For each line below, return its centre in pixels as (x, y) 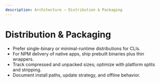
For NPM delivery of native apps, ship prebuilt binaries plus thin (78, 53)
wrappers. (23, 59)
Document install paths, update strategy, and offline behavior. (76, 75)
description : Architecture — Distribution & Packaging (64, 10)
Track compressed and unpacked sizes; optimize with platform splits (84, 64)
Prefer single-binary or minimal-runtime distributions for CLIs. (76, 48)
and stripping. (27, 69)
